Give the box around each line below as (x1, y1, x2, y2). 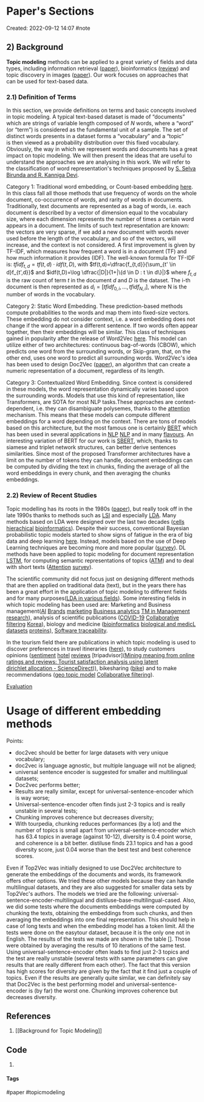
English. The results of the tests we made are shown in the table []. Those (6, 935, 191, 943)
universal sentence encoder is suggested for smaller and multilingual (15, 768, 188, 775)
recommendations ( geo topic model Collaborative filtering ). (6, 671, 155, 678)
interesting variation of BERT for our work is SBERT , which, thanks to (6, 437, 178, 445)
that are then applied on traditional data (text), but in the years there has (6, 581, 186, 588)
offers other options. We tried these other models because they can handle (6, 877, 194, 884)
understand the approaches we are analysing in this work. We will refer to (6, 158, 191, 166)
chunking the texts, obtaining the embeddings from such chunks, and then (6, 909, 193, 916)
